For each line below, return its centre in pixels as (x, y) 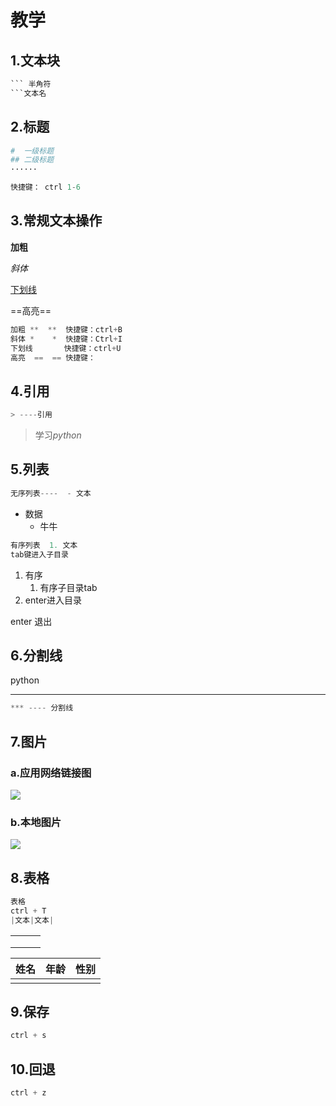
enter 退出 (31, 621)
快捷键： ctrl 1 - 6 (46, 187)
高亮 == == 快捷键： (53, 357)
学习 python (58, 435)
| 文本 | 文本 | (32, 920)
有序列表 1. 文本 (44, 545)
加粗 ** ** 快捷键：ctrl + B (66, 329)
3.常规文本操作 (56, 221)
